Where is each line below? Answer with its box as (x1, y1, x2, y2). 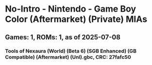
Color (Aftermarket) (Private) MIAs (5, 14, 147, 25)
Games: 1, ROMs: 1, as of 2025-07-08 (5, 33, 120, 41)
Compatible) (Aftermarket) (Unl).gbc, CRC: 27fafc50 (5, 53, 131, 60)
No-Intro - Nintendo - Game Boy (5, 3, 136, 15)
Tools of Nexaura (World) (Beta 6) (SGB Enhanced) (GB (5, 48, 137, 54)
